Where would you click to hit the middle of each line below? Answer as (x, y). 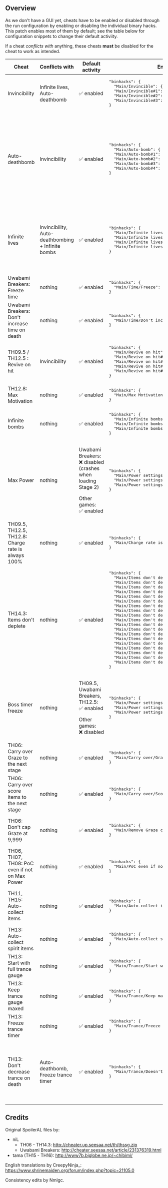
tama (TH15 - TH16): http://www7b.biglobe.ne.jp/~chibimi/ (72, 1155)
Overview (21, 8)
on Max (16, 876)
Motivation (20, 401)
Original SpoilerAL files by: (32, 1129)
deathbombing (57, 240)
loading (87, 481)
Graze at (18, 833)
